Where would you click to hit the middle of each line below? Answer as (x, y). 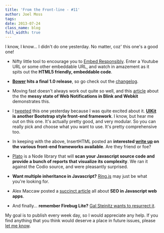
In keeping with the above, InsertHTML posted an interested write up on (86, 141)
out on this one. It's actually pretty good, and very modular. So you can (84, 121)
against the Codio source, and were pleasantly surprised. (70, 166)
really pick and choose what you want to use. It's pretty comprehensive (84, 127)
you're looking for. (31, 181)
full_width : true (23, 33)
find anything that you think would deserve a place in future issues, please (80, 220)
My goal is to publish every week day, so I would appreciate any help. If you (82, 215)
